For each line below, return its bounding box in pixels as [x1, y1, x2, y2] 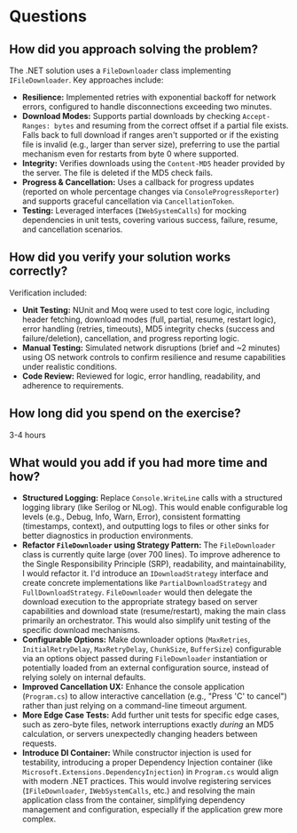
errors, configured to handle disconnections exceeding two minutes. [21, 101, 272, 112]
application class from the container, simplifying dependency [21, 795, 246, 805]
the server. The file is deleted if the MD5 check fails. [21, 167, 214, 178]
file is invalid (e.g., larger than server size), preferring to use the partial [21, 140, 280, 149]
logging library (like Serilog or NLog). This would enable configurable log [21, 502, 288, 513]
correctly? [9, 264, 68, 279]
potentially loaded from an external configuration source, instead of [21, 662, 270, 673]
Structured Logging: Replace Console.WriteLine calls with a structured [21, 493, 283, 503]
